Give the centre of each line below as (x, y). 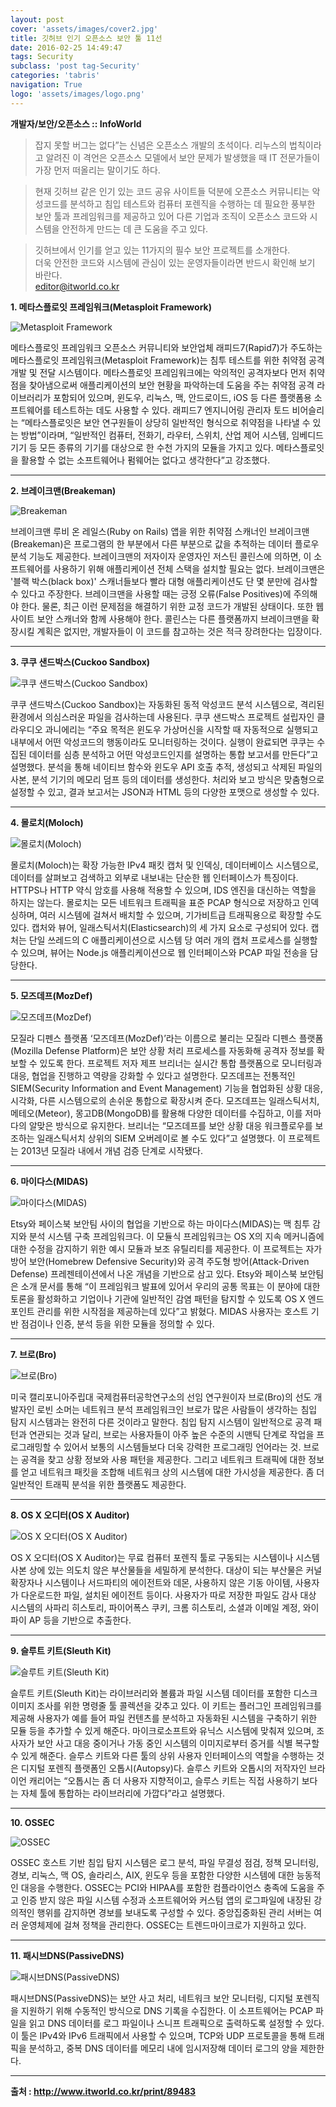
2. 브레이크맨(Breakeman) (63, 490)
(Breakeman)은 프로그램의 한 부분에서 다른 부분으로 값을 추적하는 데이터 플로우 (165, 543)
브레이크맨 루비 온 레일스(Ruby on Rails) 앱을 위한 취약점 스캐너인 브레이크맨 (160, 531)
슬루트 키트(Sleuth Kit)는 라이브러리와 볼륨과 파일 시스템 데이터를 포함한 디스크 (164, 1693)
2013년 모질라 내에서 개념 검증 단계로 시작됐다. (112, 1150)
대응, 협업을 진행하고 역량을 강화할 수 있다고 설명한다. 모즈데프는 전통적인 (153, 1075)
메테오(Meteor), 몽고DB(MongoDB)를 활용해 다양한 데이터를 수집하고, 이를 (156, 1113)
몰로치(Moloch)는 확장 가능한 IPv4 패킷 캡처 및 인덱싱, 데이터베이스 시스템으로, (165, 865)
